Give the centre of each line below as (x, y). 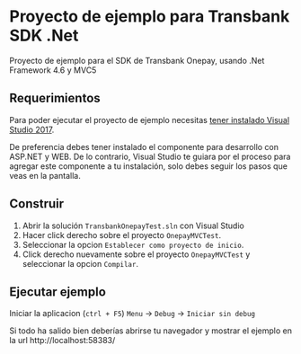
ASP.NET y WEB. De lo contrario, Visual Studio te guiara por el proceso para (150, 156)
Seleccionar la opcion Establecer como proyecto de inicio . (133, 244)
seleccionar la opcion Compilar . (80, 263)
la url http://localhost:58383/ (62, 341)
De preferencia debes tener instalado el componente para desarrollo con (144, 146)
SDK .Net (44, 35)
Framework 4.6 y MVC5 (53, 70)
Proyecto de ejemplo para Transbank (150, 17)
